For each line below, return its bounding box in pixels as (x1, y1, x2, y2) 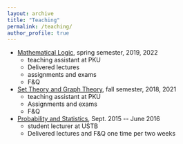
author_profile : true (7, 29, 70, 37)
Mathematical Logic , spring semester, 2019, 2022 (17, 48, 158, 57)
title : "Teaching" (7, 17, 60, 24)
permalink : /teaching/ (7, 23, 73, 30)
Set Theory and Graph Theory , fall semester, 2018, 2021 (17, 85, 177, 93)
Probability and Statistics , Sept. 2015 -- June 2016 (17, 115, 160, 123)
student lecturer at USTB (27, 122, 99, 130)
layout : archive (7, 10, 54, 17)
